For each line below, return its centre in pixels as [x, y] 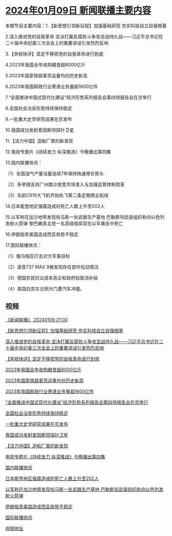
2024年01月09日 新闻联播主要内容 [78, 10]
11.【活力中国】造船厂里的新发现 [39, 141]
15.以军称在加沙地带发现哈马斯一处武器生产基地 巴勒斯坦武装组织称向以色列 [85, 217]
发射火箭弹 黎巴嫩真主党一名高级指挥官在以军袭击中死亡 [64, 223]
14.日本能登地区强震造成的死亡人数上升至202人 [55, 206]
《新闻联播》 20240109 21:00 [37, 319]
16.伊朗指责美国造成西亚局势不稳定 [42, 234]
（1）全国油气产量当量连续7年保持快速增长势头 [55, 173]
